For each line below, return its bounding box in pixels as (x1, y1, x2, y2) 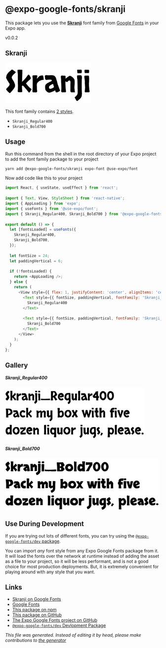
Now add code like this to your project (5, 175, 83, 181)
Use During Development (5, 520, 84, 528)
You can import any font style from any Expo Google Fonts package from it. (5, 547, 159, 553)
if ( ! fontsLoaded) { (9, 269, 52, 274)
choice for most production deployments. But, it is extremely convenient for (5, 563, 159, 569)
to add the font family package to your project (5, 156, 99, 162)
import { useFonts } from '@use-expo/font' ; (5, 206, 98, 211)
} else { (9, 279, 28, 284)
